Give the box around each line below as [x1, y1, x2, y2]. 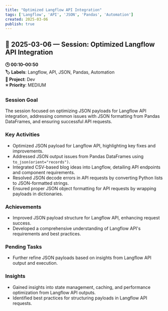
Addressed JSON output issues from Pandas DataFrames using [12, 153, 144, 159]
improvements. [12, 148, 44, 154]
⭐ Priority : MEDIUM [5, 82, 46, 88]
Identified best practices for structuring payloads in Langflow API [12, 295, 147, 301]
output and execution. [12, 260, 58, 266]
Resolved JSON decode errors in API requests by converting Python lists [12, 175, 163, 181]
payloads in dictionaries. [12, 191, 64, 197]
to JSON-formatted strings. [12, 180, 69, 186]
